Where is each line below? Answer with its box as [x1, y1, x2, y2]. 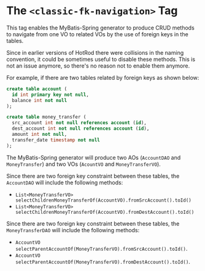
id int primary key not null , [12, 92, 89, 98]
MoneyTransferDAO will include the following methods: [6, 226, 140, 234]
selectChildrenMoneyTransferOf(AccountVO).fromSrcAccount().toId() [15, 197, 191, 203]
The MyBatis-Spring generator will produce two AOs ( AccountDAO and [6, 154, 181, 161]
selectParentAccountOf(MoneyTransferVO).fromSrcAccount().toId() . [15, 245, 188, 252]
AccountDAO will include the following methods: [6, 179, 123, 186]
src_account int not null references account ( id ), [12, 120, 147, 126]
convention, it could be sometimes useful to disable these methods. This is [6, 55, 195, 63]
